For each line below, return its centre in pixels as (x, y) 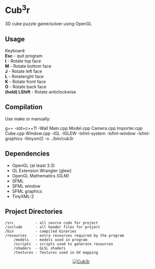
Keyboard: (15, 51)
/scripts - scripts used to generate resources (63, 244)
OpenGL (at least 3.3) (33, 165)
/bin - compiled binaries (41, 231)
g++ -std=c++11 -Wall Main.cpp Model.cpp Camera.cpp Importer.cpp (74, 128)
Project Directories (34, 212)
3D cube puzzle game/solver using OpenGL (49, 24)
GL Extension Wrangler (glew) (42, 171)
